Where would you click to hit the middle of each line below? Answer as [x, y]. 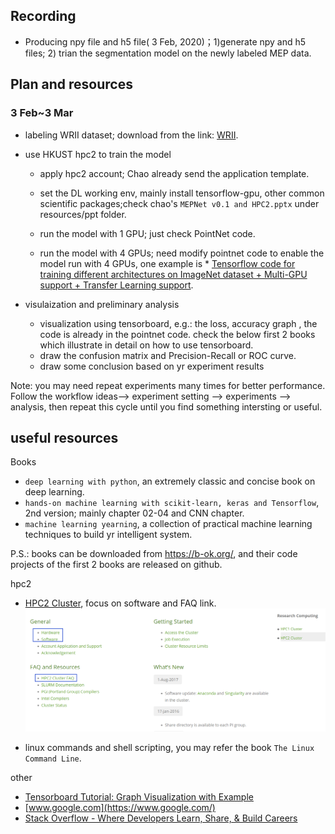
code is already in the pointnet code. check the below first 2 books [177, 334]
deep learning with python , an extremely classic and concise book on [170, 481]
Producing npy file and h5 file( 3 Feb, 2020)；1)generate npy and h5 [165, 41]
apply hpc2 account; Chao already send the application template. [174, 173]
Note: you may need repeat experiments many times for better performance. [168, 385]
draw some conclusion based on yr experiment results [152, 366]
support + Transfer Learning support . [116, 285]
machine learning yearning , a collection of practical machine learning [168, 524]
